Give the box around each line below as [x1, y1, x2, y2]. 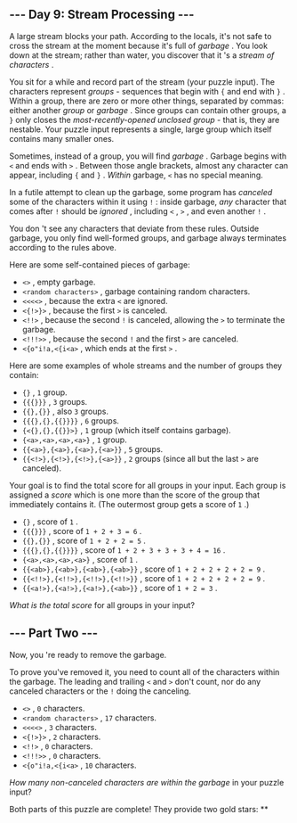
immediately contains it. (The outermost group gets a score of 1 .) [9, 498, 250, 509]
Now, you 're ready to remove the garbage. [9, 649, 167, 660]
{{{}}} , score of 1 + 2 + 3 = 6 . [21, 525, 142, 536]
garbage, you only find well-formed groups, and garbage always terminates [9, 232, 287, 243]
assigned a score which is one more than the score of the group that [9, 490, 261, 500]
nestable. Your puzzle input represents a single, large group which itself [9, 124, 273, 135]
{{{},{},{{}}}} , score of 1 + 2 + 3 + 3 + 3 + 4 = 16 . [21, 544, 226, 556]
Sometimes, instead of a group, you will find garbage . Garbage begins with [9, 151, 287, 161]
